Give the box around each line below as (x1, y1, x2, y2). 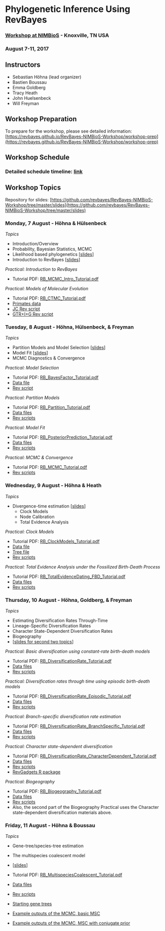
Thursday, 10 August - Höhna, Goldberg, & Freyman (5, 596, 132, 603)
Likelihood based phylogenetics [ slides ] (12, 251, 94, 257)
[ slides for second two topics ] (12, 638, 74, 644)
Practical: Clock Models (5, 529, 54, 535)
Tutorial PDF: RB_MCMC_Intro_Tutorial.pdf (12, 276, 99, 282)
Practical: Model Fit (5, 425, 45, 431)
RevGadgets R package (12, 769, 61, 775)
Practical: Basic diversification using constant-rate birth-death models (5, 648, 150, 654)
